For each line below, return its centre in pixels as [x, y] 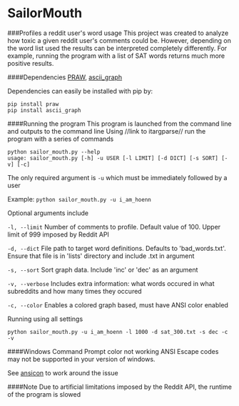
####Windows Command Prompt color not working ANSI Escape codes [113, 351]
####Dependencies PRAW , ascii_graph [65, 77]
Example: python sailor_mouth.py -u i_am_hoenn [79, 199]
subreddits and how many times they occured [75, 291]
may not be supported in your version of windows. [81, 359]
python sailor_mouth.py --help [54, 152]
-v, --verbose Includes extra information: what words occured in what [111, 283]
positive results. [31, 63]
